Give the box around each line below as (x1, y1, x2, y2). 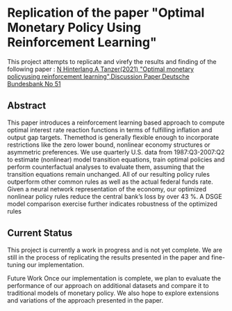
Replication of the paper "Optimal (7, 5, 205, 21)
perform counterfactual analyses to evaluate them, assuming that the (7, 162, 205, 171)
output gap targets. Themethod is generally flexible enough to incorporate (7, 133, 219, 141)
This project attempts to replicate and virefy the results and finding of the (7, 57, 217, 65)
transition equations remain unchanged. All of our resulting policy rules (7, 170, 210, 178)
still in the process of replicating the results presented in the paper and (7, 253, 210, 262)
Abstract (7, 99, 47, 112)
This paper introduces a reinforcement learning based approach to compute (7, 118, 225, 127)
